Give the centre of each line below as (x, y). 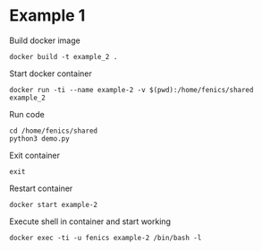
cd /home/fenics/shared (54, 131)
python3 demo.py (39, 138)
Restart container (41, 188)
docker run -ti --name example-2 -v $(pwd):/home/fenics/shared (131, 90)
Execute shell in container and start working (90, 221)
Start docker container (51, 74)
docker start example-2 (54, 204)
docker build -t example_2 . (63, 56)
